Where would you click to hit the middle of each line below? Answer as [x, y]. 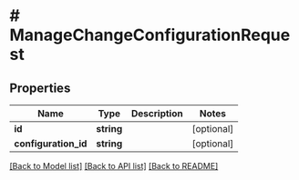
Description [157, 113]
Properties [40, 88]
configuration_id [51, 144]
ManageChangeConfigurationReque [150, 35]
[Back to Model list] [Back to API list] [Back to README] [114, 166]
